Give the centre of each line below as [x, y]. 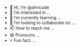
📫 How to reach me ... [32, 28]
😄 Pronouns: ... [25, 35]
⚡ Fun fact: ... [23, 40]
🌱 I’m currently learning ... [35, 18]
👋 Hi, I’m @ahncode [29, 7]
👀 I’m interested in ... [30, 12]
